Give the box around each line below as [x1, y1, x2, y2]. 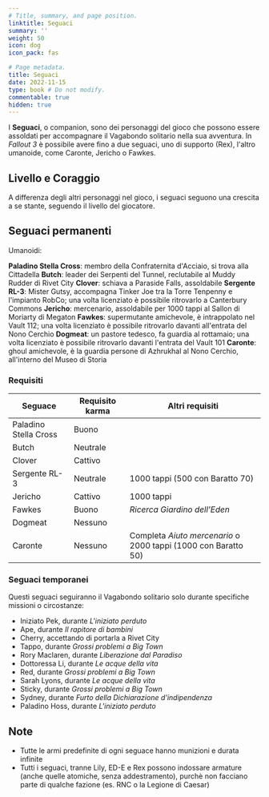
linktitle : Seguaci [8, 19, 74, 27]
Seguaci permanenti [8, 224, 112, 238]
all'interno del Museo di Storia [8, 354, 107, 364]
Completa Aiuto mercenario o [129, 530, 240, 541]
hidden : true [8, 101, 52, 109]
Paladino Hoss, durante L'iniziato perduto [19, 702, 156, 711]
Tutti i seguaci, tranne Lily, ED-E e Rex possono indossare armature [19, 763, 243, 773]
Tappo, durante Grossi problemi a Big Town [19, 642, 164, 651]
